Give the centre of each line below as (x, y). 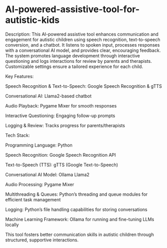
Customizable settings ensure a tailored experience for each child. (74, 66)
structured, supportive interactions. (42, 240)
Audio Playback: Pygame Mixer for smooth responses (61, 105)
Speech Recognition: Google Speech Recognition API (61, 155)
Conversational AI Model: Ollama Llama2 (47, 174)
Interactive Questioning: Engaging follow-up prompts (60, 116)
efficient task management (33, 199)
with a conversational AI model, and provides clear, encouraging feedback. (83, 50)
